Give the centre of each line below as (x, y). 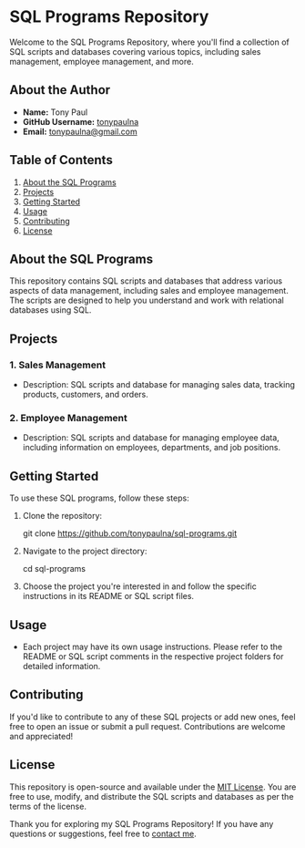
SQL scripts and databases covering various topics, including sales (135, 51)
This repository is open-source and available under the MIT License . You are (153, 787)
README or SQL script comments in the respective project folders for (153, 656)
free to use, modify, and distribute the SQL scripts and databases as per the (152, 796)
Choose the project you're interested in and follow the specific (139, 586)
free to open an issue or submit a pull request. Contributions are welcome (147, 726)
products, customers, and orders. (85, 395)
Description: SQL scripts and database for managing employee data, (151, 438)
